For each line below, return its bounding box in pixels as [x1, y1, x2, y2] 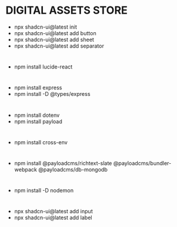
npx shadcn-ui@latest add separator [14, 42, 104, 49]
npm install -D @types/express [14, 91, 91, 98]
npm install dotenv [14, 111, 60, 119]
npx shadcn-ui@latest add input [14, 208, 93, 215]
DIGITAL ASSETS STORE [5, 4, 128, 17]
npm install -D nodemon [14, 187, 74, 194]
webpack [14, 166, 37, 173]
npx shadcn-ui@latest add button [14, 29, 97, 36]
